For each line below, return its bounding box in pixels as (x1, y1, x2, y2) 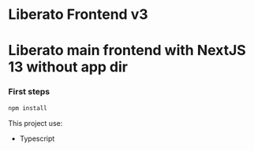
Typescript (19, 134, 55, 143)
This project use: (8, 118, 63, 127)
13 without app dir (8, 58, 129, 76)
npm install (8, 104, 47, 112)
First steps (8, 87, 50, 98)
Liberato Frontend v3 (8, 6, 148, 24)
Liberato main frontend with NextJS (8, 42, 246, 60)
